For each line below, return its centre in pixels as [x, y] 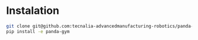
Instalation [33, 11]
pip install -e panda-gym [38, 31]
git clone [18, 26]
